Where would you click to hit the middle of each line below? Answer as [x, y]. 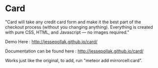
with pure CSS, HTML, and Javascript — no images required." [67, 32]
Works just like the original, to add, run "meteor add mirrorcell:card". [74, 60]
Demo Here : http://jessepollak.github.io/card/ [51, 41]
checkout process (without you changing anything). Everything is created [79, 27]
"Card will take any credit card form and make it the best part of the [73, 22]
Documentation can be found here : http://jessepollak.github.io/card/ [74, 51]
